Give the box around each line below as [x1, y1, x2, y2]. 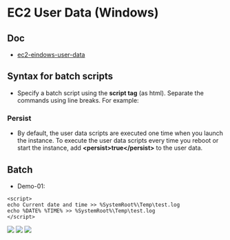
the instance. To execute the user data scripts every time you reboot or [17, 137, 219, 145]
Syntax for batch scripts [7, 70, 114, 82]
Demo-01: [17, 181, 45, 190]
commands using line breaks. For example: [17, 96, 139, 104]
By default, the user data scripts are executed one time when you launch [17, 129, 224, 137]
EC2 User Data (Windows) [7, 5, 159, 21]
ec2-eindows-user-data [17, 50, 85, 59]
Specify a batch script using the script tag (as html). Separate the [17, 88, 205, 97]
